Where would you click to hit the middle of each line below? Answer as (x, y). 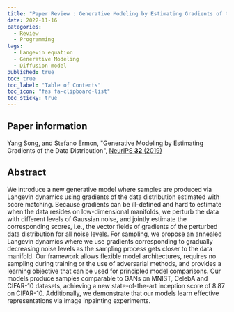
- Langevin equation (43, 53)
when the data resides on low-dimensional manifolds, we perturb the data (113, 211)
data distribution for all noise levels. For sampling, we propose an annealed (115, 234)
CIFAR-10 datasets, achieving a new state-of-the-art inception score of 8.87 (116, 285)
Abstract (27, 173)
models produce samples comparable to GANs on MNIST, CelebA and (108, 278)
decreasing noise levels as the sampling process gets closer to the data (110, 248)
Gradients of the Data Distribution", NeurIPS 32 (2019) (85, 150)
